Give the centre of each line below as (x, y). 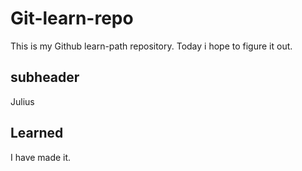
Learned (37, 133)
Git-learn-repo (72, 18)
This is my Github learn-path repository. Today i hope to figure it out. (151, 46)
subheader (45, 77)
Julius (22, 101)
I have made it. (41, 157)
